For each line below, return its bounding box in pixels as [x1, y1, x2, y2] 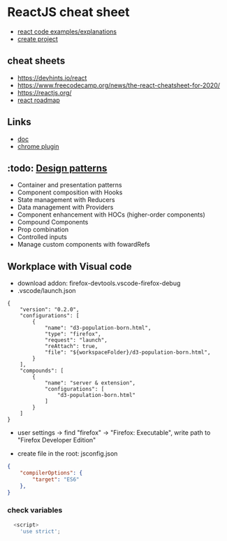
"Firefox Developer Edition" [17, 436, 96, 445]
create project [17, 34, 58, 43]
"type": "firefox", [44, 331, 101, 338]
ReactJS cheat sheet [7, 4, 131, 20]
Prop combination [17, 225, 69, 234]
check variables [7, 505, 63, 515]
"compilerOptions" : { [20, 470, 82, 477]
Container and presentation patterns [17, 181, 122, 189]
